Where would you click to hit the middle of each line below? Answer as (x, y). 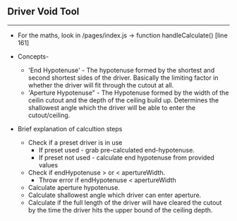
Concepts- (33, 56)
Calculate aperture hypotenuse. (74, 187)
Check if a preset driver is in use (75, 142)
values (48, 165)
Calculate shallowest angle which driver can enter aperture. (115, 195)
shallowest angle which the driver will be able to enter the (112, 107)
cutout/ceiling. (49, 115)
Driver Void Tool (43, 12)
